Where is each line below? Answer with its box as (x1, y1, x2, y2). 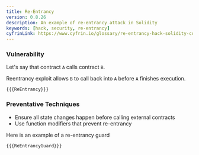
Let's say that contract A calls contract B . (6, 63, 105, 71)
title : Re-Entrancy (6, 8, 54, 15)
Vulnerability (6, 50, 44, 59)
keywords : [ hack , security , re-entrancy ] (6, 25, 110, 31)
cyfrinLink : (6, 31, 36, 37)
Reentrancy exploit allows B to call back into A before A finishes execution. (6, 75, 186, 82)
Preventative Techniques (6, 100, 80, 108)
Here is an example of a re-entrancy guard (6, 131, 110, 138)
